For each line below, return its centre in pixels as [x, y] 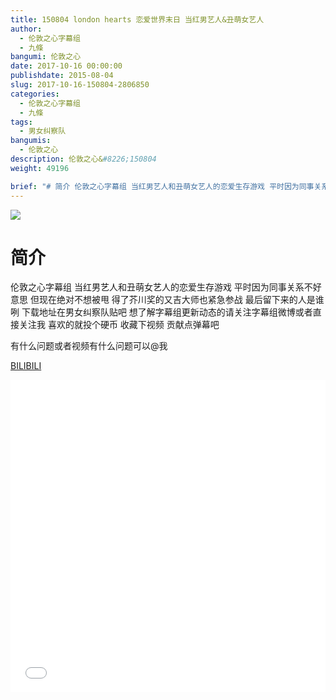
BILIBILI [26, 366]
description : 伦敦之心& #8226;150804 [83, 159]
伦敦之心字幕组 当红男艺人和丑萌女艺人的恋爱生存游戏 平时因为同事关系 [157, 287]
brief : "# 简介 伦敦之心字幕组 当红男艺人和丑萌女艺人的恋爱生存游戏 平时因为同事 [162, 186]
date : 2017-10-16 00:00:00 [66, 66]
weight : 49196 [40, 168]
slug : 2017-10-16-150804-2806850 [80, 85]
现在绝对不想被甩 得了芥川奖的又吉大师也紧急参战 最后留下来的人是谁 [181, 300]
